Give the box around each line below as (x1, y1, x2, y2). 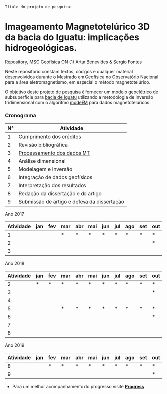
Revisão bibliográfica (18, 141, 68, 148)
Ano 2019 (5, 342, 25, 348)
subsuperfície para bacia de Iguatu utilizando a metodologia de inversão (5, 94, 153, 100)
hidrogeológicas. (5, 42, 77, 54)
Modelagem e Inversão (18, 166, 73, 173)
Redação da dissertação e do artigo (18, 190, 102, 197)
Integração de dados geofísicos (18, 174, 93, 181)
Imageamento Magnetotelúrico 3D (5, 21, 150, 32)
